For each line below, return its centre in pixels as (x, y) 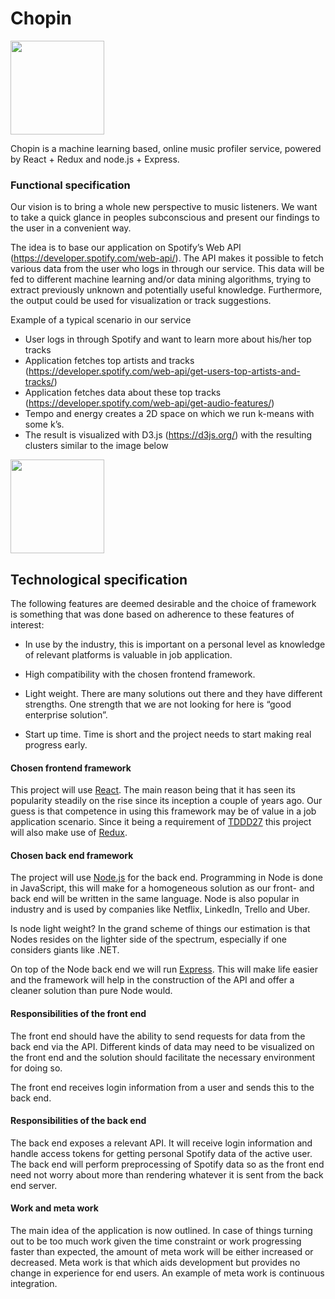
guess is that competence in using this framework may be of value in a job (163, 811)
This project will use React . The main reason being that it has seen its (153, 790)
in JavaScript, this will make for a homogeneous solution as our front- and (162, 888)
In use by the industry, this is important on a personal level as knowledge (175, 644)
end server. (34, 1185)
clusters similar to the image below (96, 446)
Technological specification (99, 579)
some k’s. (44, 424)
